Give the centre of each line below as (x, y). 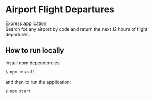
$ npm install (20, 72)
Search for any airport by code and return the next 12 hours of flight (76, 29)
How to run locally (35, 50)
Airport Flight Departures (60, 9)
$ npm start (18, 91)
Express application (26, 23)
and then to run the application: (38, 82)
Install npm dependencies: (33, 63)
